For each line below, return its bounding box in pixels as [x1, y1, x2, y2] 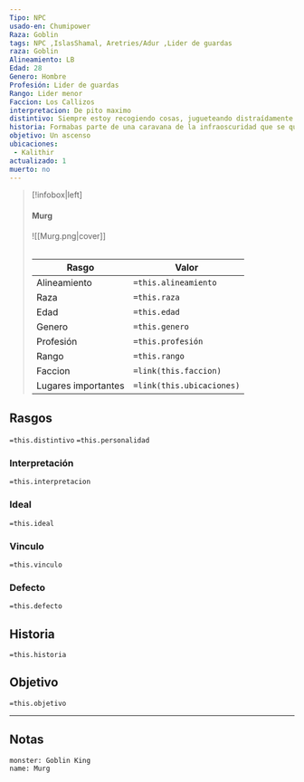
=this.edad [133, 307, 180, 318]
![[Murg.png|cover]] [31, 230, 107, 241]
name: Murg [9, 764, 51, 773]
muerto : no [9, 165, 51, 174]
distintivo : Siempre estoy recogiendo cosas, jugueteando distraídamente [9, 114, 294, 123]
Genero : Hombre [9, 72, 67, 81]
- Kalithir [13, 148, 54, 157]
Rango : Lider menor [9, 89, 83, 98]
